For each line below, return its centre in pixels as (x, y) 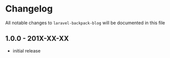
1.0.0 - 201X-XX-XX (37, 39)
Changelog (29, 9)
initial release (26, 50)
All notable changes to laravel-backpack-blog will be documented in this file (85, 23)
